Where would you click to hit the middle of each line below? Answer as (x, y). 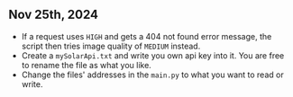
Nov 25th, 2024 (54, 15)
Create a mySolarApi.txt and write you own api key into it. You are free (153, 55)
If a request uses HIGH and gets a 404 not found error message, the (146, 36)
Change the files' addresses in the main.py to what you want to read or (153, 75)
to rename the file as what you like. (87, 65)
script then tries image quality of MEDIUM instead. (111, 46)
